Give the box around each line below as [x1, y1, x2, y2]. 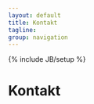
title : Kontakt [8, 19, 58, 27]
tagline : [8, 26, 37, 34]
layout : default [8, 11, 61, 20]
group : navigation [8, 33, 68, 41]
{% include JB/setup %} [8, 55, 86, 64]
